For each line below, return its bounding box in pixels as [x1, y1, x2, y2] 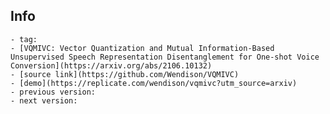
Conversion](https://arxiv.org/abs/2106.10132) [10, 60, 213, 71]
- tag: [10, 34, 38, 44]
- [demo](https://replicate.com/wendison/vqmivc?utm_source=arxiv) [10, 78, 298, 88]
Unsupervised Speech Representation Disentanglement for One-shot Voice [10, 52, 320, 62]
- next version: [10, 95, 78, 106]
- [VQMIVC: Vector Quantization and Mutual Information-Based [10, 43, 275, 53]
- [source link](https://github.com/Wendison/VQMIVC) [10, 69, 240, 79]
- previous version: [10, 87, 97, 97]
